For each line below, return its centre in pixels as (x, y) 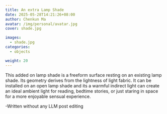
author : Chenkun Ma (26, 19)
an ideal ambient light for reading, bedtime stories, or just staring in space (82, 91)
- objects (20, 51)
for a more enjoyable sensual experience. (48, 96)
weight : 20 (17, 61)
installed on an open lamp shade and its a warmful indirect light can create (82, 85)
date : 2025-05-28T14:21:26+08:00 (40, 15)
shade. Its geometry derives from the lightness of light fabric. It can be (78, 80)
